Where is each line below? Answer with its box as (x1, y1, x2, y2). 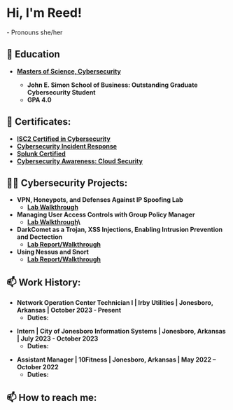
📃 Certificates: (6, 116, 71, 128)
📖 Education (6, 48, 60, 60)
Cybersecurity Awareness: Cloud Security (16, 156, 143, 165)
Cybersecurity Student (27, 88, 96, 96)
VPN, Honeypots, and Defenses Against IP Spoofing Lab (16, 196, 183, 204)
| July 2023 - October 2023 (16, 334, 99, 343)
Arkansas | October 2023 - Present (16, 306, 122, 315)
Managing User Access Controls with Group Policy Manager (16, 210, 195, 219)
